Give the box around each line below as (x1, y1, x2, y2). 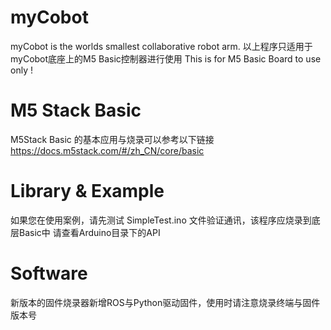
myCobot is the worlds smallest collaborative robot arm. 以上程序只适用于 (10, 40, 313, 52)
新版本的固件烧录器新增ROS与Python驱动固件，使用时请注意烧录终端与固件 (10, 296, 321, 308)
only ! (10, 64, 33, 76)
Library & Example (10, 180, 165, 203)
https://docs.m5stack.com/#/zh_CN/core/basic (10, 144, 205, 156)
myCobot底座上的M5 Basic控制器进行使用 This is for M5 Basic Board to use (10, 52, 322, 65)
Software (10, 262, 88, 285)
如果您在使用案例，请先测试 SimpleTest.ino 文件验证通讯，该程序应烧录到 (10, 214, 312, 226)
